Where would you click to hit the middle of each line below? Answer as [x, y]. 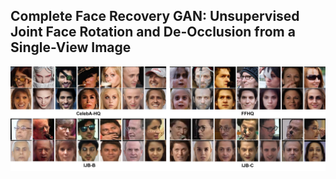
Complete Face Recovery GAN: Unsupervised [155, 16]
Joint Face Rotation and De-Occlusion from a [153, 32]
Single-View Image [71, 47]
